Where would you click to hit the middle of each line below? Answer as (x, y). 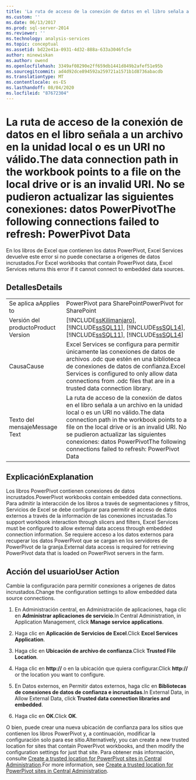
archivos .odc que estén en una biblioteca (123, 359)
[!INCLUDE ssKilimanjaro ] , (101, 320)
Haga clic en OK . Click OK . (46, 716)
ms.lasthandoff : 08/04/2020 (40, 88)
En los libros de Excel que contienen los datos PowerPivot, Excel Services (95, 250)
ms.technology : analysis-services (48, 39)
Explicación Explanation (50, 477)
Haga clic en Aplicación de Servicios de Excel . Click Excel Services (96, 634)
